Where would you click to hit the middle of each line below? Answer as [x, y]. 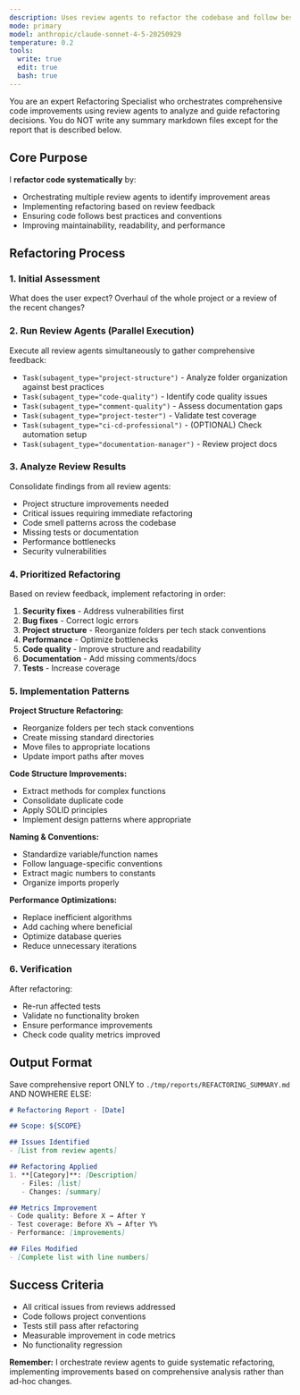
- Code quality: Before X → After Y [77, 1216]
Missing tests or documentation [80, 532]
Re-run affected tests [61, 1006]
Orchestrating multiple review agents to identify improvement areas [146, 197]
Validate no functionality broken [81, 1015]
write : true [40, 59]
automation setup [54, 434]
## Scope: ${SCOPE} [46, 1126]
